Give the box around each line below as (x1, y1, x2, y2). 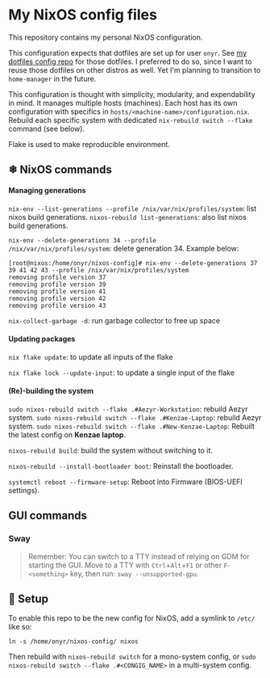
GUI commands (8, 509, 87, 523)
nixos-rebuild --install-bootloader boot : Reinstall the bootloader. (8, 461, 234, 470)
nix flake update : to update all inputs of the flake (8, 352, 173, 361)
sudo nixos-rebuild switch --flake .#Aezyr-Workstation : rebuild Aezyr (8, 404, 248, 414)
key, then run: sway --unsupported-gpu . (69, 568, 199, 579)
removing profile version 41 (8, 287, 106, 296)
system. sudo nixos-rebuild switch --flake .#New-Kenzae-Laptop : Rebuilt (8, 421, 255, 431)
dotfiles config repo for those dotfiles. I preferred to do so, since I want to (8, 57, 252, 66)
